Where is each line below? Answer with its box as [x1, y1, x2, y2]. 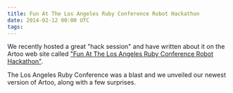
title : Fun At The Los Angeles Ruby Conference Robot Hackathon [7, 10, 200, 17]
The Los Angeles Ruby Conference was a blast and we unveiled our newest [7, 71, 227, 79]
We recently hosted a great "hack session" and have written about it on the [7, 43, 225, 51]
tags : [7, 23, 23, 30]
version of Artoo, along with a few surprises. [7, 78, 136, 87]
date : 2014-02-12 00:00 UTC [7, 17, 90, 24]
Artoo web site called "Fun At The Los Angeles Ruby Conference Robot [7, 50, 213, 58]
